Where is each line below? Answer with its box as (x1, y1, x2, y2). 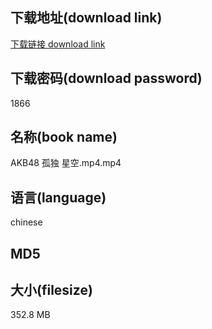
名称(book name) (10, 129, 118, 146)
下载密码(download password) (10, 70, 203, 87)
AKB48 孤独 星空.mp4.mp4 (10, 157, 122, 169)
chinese (10, 216, 43, 228)
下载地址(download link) (10, 9, 163, 27)
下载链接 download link (10, 38, 106, 50)
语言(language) (10, 189, 107, 206)
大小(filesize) (10, 282, 93, 299)
